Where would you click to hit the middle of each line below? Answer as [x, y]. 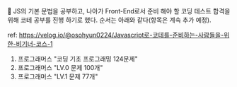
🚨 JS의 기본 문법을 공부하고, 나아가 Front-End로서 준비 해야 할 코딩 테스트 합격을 [119, 11]
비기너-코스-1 [34, 44]
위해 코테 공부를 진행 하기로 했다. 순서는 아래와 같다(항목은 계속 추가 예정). [109, 20]
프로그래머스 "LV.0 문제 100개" [60, 68]
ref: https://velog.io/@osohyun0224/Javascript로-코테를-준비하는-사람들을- [116, 35]
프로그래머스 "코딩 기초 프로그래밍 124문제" [77, 59]
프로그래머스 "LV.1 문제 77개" [58, 76]
